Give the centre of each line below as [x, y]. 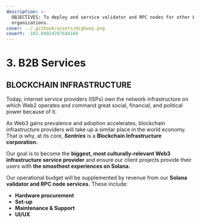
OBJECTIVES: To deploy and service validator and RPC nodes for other [101, 17]
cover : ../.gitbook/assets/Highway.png [56, 28]
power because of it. [32, 112]
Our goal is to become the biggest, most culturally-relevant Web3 [88, 154]
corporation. [22, 142]
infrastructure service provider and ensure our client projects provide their [99, 160]
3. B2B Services [46, 63]
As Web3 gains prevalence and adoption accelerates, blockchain [86, 123]
